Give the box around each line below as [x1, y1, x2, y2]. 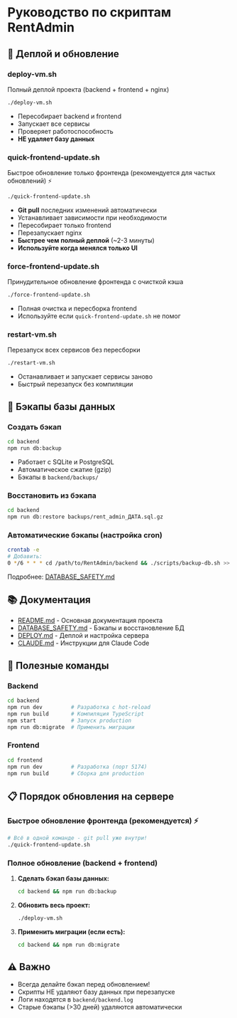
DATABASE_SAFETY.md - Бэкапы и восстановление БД [17, 624, 184, 632]
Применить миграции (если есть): [17, 927, 126, 936]
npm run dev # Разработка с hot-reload [7, 704, 151, 711]
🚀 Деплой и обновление [7, 48, 119, 60]
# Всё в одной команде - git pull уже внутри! [7, 834, 148, 842]
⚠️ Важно [7, 961, 51, 973]
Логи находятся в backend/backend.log [17, 995, 133, 1004]
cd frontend [7, 756, 43, 764]
